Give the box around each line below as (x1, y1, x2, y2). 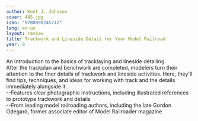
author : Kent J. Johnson (6, 8, 68, 15)
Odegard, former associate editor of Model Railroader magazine (6, 107, 162, 115)
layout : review (6, 31, 44, 37)
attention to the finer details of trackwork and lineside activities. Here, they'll (6, 70, 193, 77)
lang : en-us (6, 25, 36, 31)
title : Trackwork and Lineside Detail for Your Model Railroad (6, 36, 166, 42)
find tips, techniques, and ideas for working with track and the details (6, 76, 175, 83)
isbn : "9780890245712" (6, 19, 62, 25)
